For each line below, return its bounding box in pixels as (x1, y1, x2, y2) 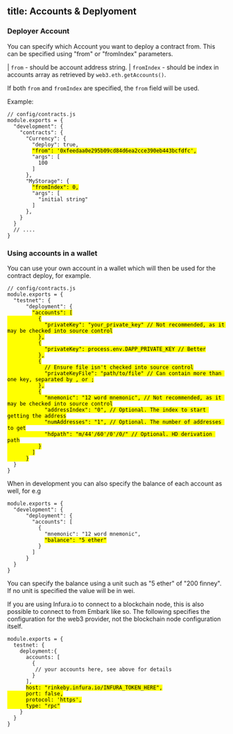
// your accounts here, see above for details (35, 666, 172, 673)
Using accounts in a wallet (7, 248, 98, 258)
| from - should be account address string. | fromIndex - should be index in (7, 62, 219, 72)
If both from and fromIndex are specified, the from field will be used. (7, 83, 200, 92)
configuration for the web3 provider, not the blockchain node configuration (7, 615, 221, 623)
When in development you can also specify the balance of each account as (7, 479, 223, 487)
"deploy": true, (32, 141, 79, 148)
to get (7, 424, 26, 431)
